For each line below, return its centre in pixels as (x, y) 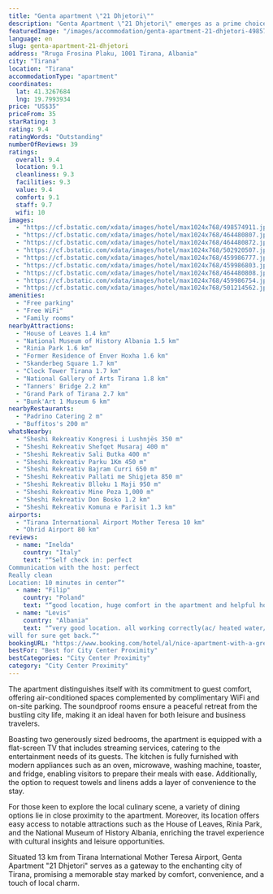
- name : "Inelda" (45, 545)
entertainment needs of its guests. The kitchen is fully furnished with (123, 756)
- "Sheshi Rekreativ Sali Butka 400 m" (83, 454)
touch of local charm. (44, 883)
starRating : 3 (32, 122)
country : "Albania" (56, 620)
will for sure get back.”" (54, 636)
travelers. (24, 723)
